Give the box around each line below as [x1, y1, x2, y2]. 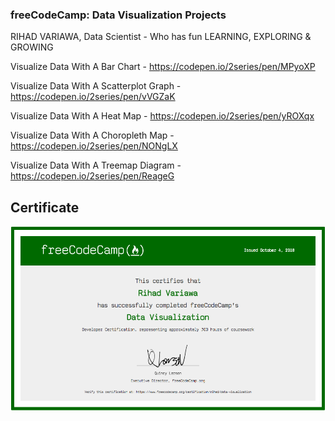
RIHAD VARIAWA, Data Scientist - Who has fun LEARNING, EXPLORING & [10, 31, 312, 43]
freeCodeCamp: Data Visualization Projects [10, 8, 227, 22]
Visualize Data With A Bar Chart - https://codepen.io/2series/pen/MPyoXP [10, 61, 316, 73]
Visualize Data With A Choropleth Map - [10, 129, 175, 142]
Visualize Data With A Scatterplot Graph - [10, 80, 182, 92]
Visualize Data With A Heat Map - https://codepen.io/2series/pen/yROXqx [10, 110, 315, 122]
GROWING [10, 41, 54, 53]
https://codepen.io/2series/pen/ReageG [10, 170, 175, 182]
